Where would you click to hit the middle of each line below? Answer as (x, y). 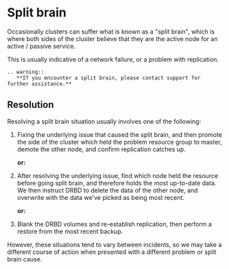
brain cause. (25, 259)
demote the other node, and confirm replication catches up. (101, 149)
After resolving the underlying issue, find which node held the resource (118, 175)
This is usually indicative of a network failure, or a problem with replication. (113, 59)
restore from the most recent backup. (70, 231)
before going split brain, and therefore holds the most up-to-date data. (117, 183)
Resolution (31, 105)
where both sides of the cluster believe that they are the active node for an (112, 38)
